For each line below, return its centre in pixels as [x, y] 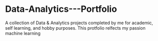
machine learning [23, 33]
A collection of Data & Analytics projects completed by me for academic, [79, 23]
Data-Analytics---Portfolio [61, 9]
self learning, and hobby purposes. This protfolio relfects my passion [75, 28]
